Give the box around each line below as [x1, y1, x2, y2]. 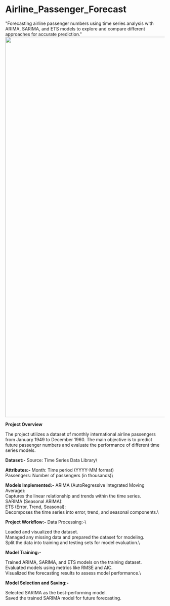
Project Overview [5, 421, 43, 427]
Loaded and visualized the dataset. [5, 528, 78, 534]
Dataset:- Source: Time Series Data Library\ [5, 457, 98, 463]
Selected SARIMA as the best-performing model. [5, 589, 107, 595]
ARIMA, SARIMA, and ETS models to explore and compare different [5, 25, 145, 31]
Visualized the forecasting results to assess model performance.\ [5, 569, 141, 576]
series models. [5, 447, 36, 453]
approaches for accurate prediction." [5, 31, 82, 37]
